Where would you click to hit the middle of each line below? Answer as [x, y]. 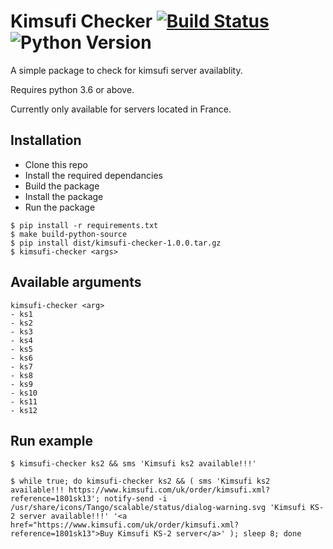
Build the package [62, 186]
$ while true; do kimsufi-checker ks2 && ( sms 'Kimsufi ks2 [140, 481]
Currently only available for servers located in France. [121, 109]
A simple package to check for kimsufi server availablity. [126, 70]
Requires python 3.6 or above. [72, 89]
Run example [51, 440]
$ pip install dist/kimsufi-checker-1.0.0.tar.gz [116, 243]
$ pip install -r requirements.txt [84, 225]
